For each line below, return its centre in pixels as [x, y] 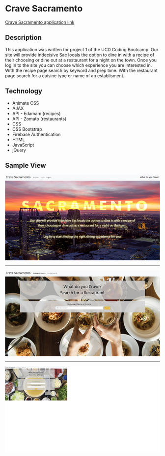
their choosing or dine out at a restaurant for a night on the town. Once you [81, 60]
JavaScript [23, 145]
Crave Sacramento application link [40, 22]
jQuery [19, 150]
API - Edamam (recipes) [36, 113]
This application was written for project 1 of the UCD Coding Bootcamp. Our [82, 49]
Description [23, 38]
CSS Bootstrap [27, 129]
